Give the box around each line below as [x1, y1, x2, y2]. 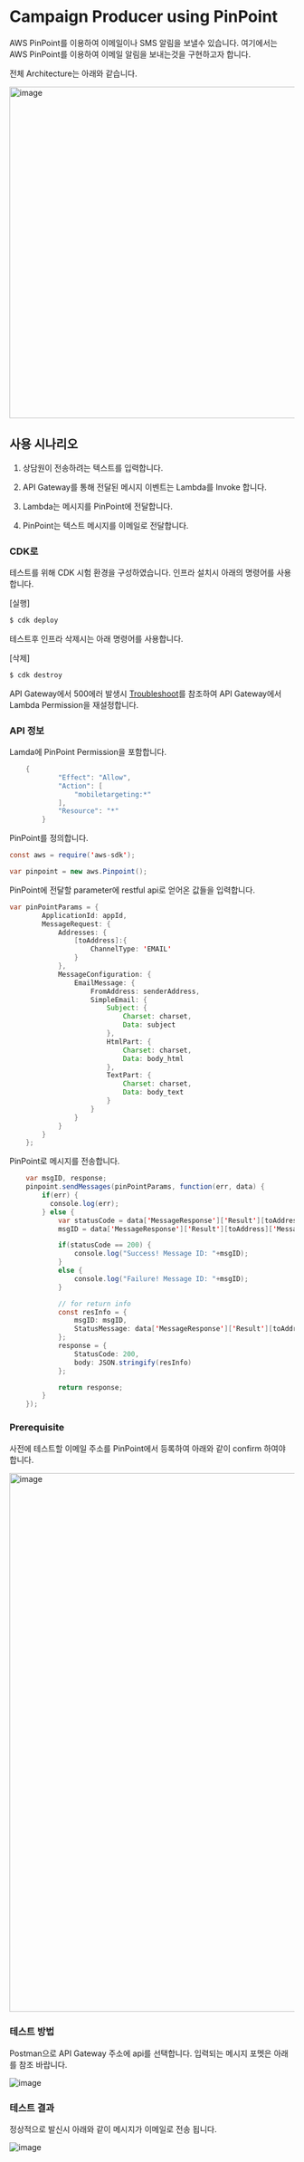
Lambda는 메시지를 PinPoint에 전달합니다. [22, 501, 174, 512]
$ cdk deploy [9, 616, 59, 626]
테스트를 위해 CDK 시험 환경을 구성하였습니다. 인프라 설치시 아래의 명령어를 [9, 568, 275, 579]
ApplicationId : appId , [42, 911, 128, 920]
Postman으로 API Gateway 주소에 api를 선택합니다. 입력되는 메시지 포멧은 [9, 2048, 272, 2059]
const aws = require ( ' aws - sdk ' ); [9, 851, 136, 860]
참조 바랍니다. [18, 2059, 68, 2070]
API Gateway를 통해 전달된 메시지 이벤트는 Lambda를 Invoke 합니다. [22, 482, 267, 493]
